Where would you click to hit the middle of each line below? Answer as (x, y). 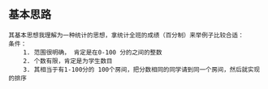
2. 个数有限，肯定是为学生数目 (68, 61)
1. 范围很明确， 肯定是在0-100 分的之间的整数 (93, 52)
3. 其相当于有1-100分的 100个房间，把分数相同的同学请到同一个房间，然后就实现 (142, 70)
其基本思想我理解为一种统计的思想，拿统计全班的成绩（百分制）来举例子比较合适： (126, 35)
